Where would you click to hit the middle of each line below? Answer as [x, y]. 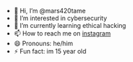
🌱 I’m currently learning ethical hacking [70, 25]
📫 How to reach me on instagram [62, 33]
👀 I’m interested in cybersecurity [60, 18]
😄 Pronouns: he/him [43, 43]
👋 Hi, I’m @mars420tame [49, 11]
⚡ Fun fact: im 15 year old [50, 51]
